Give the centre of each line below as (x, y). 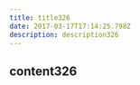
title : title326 (40, 18)
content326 (43, 71)
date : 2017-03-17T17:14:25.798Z (70, 26)
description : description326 (64, 34)
